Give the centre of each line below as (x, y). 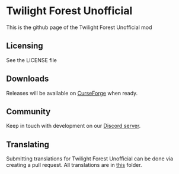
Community (28, 112)
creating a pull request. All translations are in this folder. (74, 165)
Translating (28, 144)
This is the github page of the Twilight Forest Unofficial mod (79, 27)
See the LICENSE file (32, 60)
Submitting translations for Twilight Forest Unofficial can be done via (90, 159)
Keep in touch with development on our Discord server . (73, 126)
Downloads (28, 79)
